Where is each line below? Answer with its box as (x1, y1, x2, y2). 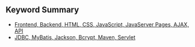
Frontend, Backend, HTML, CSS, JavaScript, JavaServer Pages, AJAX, (14, 20, 189, 28)
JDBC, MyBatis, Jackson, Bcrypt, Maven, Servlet (14, 33, 136, 41)
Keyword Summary (5, 5, 79, 15)
